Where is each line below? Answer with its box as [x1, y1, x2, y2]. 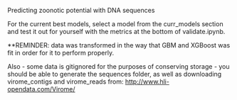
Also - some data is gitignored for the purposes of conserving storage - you [7, 62, 230, 70]
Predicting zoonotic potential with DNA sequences [7, 6, 155, 14]
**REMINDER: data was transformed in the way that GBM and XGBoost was [7, 41, 231, 49]
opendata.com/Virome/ [7, 85, 76, 93]
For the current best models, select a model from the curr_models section [7, 20, 223, 28]
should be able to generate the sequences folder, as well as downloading [7, 70, 222, 78]
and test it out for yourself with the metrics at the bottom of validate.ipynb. [7, 28, 226, 35]
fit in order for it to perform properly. [7, 49, 115, 57]
